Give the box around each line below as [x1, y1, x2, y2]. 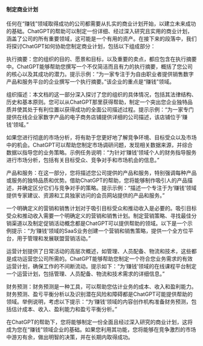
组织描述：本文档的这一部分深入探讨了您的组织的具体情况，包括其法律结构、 [6, 91, 197, 98]
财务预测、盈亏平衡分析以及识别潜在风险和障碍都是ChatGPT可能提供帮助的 [6, 291, 193, 298]
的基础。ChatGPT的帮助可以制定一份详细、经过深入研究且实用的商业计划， [6, 28, 193, 35]
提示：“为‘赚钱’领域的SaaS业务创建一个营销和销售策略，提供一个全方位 [11, 227, 188, 234]
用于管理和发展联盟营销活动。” [16, 235, 91, 242]
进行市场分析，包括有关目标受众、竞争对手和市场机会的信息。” [6, 157, 160, 164]
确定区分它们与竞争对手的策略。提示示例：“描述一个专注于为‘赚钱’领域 [22, 184, 197, 192]
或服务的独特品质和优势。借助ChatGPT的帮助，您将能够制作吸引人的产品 [6, 177, 188, 184]
